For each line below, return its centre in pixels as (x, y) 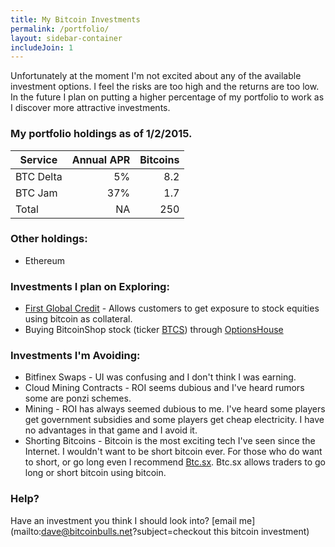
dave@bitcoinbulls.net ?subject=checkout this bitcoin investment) (175, 531)
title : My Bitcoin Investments (75, 19)
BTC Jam (36, 193)
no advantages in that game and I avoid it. (111, 430)
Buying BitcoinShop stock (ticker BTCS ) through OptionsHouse (154, 330)
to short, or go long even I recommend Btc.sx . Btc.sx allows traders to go (175, 462)
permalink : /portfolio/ (60, 29)
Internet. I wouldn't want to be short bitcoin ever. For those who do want (173, 452)
